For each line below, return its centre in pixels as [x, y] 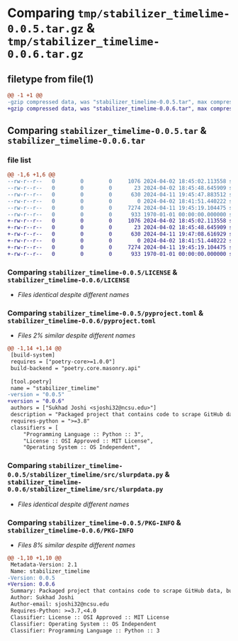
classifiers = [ [34, 428]
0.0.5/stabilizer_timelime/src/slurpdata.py [85, 475]
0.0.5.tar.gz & [51, 28]
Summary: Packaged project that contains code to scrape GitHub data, [117, 591]
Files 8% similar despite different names [76, 545]
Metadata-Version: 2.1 [44, 564]
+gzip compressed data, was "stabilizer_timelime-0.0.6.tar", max [107, 108]
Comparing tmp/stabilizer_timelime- [119, 13]
